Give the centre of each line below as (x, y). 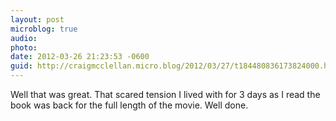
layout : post (37, 19)
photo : (24, 47)
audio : (24, 38)
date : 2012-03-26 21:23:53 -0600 (80, 57)
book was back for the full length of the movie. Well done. (129, 105)
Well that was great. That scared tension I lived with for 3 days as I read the (165, 94)
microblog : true (44, 29)
